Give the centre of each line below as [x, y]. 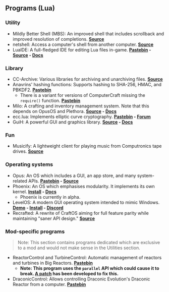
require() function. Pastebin [50, 100]
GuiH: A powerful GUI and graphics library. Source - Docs [73, 122]
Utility [13, 23]
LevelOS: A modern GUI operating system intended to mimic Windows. [86, 202]
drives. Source [28, 151]
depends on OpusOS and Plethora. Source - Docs [65, 111]
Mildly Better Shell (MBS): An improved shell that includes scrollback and [88, 34]
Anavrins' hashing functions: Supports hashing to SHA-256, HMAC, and [87, 84]
